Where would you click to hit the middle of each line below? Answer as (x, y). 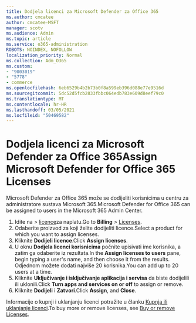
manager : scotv (25, 28)
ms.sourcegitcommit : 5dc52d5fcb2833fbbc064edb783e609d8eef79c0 (85, 93)
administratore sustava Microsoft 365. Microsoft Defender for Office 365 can (98, 204)
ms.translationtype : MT (35, 99)
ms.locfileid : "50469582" (38, 115)
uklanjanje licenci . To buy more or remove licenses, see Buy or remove (91, 308)
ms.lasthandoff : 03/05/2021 (40, 110)
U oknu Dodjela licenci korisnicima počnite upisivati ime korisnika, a (97, 247)
